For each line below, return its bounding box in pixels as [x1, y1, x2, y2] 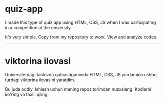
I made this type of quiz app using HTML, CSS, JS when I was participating [5, 19, 156, 25]
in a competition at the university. [5, 24, 72, 30]
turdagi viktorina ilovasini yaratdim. [5, 77, 76, 83]
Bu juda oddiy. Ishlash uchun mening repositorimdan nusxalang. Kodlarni [5, 86, 152, 92]
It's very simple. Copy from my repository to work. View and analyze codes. [5, 34, 158, 40]
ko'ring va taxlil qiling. [5, 91, 49, 97]
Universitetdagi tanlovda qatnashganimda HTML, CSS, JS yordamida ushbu [5, 71, 157, 77]
